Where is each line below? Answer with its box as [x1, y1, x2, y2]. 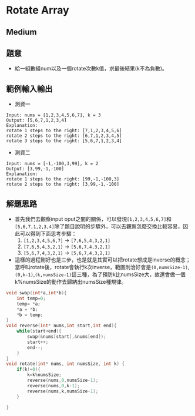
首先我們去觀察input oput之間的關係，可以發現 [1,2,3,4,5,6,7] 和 [14, 216, 172, 223]
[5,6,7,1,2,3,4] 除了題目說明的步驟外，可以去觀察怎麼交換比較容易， [14, 223, 183, 230]
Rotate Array [6, 4, 69, 17]
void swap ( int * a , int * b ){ [6, 290, 67, 296]
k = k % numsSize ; [27, 372, 62, 378]
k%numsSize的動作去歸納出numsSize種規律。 [14, 279, 127, 286]
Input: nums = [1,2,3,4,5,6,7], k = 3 [6, 112, 101, 118]
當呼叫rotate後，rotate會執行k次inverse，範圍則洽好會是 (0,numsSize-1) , [14, 264, 190, 271]
